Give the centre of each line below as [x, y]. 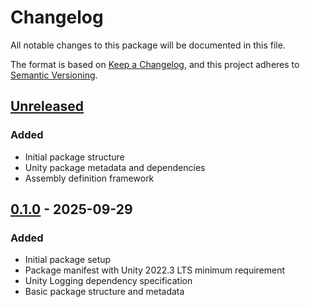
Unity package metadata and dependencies [115, 167]
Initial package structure [74, 157]
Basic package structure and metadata [104, 292]
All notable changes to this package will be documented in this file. [148, 45]
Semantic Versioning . [54, 75]
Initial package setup [68, 260]
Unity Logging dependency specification [108, 281]
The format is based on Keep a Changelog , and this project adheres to [155, 64]
